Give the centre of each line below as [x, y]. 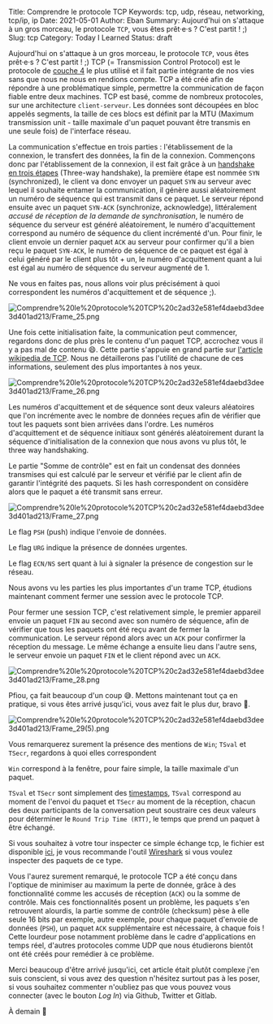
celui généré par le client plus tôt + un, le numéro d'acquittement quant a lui [135, 259]
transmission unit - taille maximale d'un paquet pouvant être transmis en [129, 122]
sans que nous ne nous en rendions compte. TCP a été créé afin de [121, 79]
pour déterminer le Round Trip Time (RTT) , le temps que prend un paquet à [134, 819]
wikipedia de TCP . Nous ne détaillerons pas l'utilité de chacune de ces [126, 358]
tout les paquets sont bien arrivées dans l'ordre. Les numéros [111, 424]
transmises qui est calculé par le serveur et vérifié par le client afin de [125, 474]
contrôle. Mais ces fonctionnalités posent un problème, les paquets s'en [129, 902]
